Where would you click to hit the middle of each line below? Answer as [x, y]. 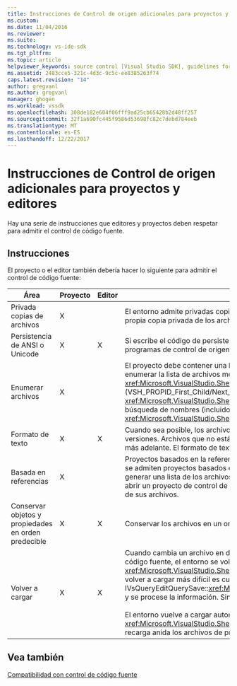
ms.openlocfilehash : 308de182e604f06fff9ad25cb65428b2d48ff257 [102, 112]
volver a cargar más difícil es [172, 579]
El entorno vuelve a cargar [168, 615]
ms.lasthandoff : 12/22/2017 [49, 139]
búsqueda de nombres [162, 409]
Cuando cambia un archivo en [174, 553]
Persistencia [31, 336]
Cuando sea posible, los [164, 430]
